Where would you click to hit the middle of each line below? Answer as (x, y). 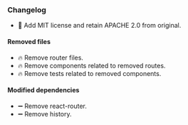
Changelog (27, 10)
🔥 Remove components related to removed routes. (92, 65)
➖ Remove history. (45, 114)
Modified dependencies (43, 90)
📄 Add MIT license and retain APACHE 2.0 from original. (99, 26)
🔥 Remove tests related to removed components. (89, 73)
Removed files (29, 41)
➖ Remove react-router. (52, 106)
